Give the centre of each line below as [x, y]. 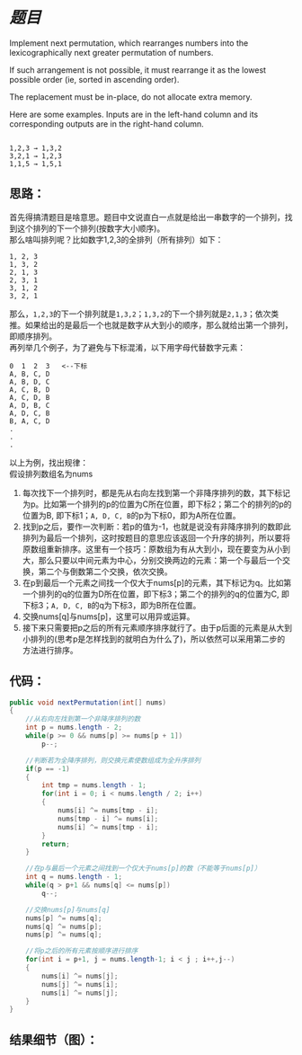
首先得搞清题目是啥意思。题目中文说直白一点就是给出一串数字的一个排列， [147, 217]
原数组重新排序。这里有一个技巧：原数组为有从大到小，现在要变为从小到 [156, 549]
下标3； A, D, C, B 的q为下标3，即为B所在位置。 [111, 605]
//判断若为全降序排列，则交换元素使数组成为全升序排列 [113, 760]
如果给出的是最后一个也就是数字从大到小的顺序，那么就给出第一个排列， [159, 324]
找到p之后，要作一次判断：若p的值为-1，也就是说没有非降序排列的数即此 [157, 527]
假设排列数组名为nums [51, 474]
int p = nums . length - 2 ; [74, 728]
